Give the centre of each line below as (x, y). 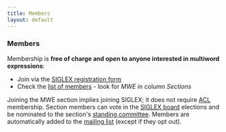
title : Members (29, 13)
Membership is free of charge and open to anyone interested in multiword (113, 58)
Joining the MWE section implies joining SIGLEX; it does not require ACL (109, 99)
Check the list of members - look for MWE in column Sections (104, 86)
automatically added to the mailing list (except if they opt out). (95, 121)
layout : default (30, 20)
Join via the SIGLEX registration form (69, 79)
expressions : (26, 66)
